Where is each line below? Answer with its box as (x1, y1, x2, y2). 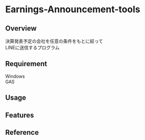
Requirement (5, 60, 47, 68)
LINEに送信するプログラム (5, 44, 60, 51)
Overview (5, 24, 37, 33)
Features (5, 111, 34, 120)
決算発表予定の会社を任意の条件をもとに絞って (5, 38, 103, 44)
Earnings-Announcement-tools (5, 4, 140, 15)
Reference (5, 128, 39, 136)
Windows (5, 73, 25, 79)
